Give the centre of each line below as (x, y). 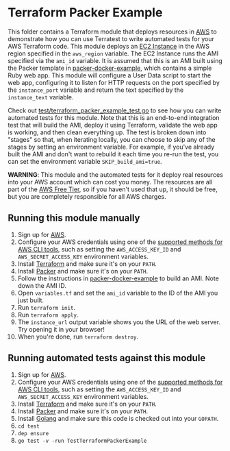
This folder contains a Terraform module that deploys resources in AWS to (113, 32)
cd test (28, 426)
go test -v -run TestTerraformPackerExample (82, 441)
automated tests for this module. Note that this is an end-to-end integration (114, 117)
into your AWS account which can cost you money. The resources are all (110, 182)
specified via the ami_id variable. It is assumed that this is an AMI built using (115, 60)
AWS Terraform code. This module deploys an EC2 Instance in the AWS (109, 46)
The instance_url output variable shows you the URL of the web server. (119, 322)
